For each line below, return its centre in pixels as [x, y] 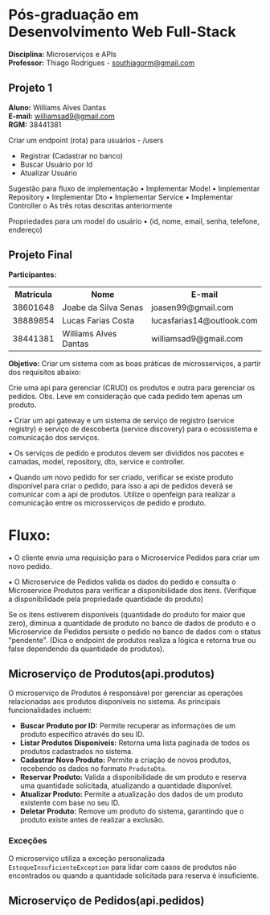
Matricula [33, 294]
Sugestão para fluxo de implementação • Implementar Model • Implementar [134, 188]
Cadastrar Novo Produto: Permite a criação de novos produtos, [125, 760]
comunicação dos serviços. [54, 437]
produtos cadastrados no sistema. [77, 752]
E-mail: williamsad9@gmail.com [61, 116]
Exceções [28, 841]
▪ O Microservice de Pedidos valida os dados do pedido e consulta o [122, 582]
